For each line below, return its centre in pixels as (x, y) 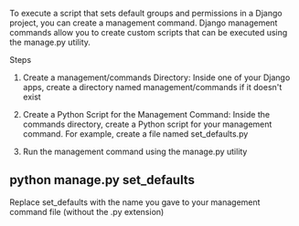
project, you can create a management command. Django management (144, 23)
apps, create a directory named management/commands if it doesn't (152, 87)
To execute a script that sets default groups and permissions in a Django (146, 13)
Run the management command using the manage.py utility (135, 151)
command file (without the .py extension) (87, 211)
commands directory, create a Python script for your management (147, 124)
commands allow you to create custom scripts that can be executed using (149, 32)
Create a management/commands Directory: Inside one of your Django (156, 77)
